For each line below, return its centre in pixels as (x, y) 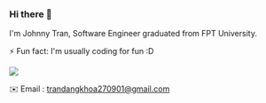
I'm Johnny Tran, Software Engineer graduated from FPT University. (133, 34)
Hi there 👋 (31, 14)
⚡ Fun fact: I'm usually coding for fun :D (82, 51)
